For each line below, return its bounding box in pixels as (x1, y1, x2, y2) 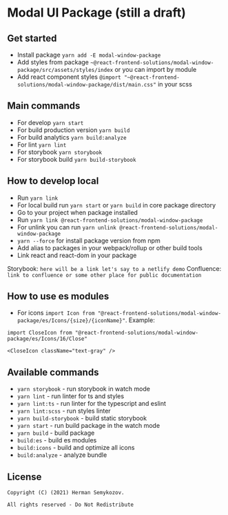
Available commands (7, 366, 99, 378)
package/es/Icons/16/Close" (7, 335, 88, 343)
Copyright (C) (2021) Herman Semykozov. (7, 489, 125, 496)
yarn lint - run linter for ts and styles (17, 392, 125, 400)
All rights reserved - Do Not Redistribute (7, 501, 134, 509)
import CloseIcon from (7, 330, 72, 337)
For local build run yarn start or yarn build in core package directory (17, 200, 216, 209)
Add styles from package (17, 58, 90, 66)
